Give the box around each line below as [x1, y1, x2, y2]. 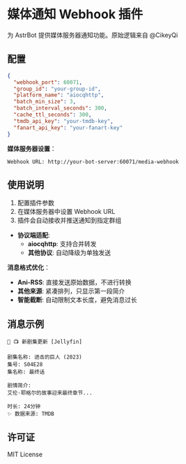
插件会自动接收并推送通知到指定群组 [17, 216, 122, 224]
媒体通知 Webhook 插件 [7, 6, 144, 22]
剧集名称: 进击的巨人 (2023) [7, 354, 82, 361]
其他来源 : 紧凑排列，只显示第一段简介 [17, 287, 125, 296]
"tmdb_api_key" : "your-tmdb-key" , [13, 117, 114, 124]
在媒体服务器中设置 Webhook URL [17, 208, 116, 216]
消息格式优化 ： [7, 263, 50, 272]
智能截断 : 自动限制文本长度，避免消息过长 [17, 296, 137, 304]
